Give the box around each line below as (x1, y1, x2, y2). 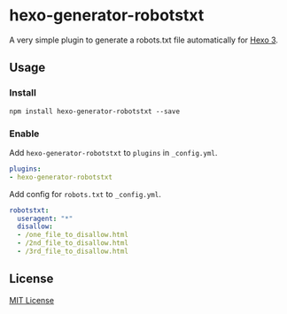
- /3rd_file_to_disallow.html (17, 247, 128, 257)
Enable (9, 127, 40, 140)
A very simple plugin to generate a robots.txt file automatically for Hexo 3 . (9, 34, 279, 45)
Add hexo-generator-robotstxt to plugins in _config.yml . (9, 147, 218, 157)
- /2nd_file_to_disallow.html (17, 239, 128, 248)
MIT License (9, 295, 55, 305)
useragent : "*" (17, 214, 74, 223)
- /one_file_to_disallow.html (17, 231, 128, 240)
